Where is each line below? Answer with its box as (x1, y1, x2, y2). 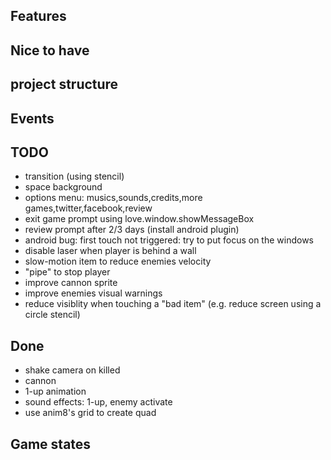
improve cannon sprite (24, 277, 118, 289)
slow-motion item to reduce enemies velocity (24, 255, 212, 268)
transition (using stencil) (24, 170, 125, 183)
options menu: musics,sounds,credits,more (24, 192, 203, 204)
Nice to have (10, 42, 90, 59)
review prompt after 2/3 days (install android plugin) (24, 224, 240, 236)
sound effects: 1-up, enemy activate (24, 396, 173, 408)
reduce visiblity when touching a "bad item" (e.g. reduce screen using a (24, 298, 322, 310)
